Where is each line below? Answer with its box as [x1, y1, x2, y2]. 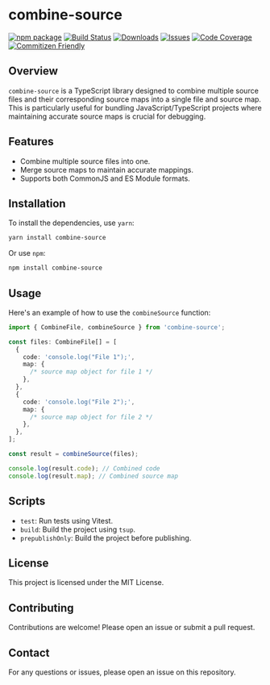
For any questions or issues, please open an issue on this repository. [8, 667, 236, 677]
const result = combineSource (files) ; [8, 450, 139, 458]
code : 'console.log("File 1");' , [23, 353, 135, 361]
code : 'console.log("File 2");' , [23, 398, 135, 406]
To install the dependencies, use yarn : [8, 218, 135, 228]
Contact [8, 645, 50, 659]
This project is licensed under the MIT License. [8, 578, 164, 587]
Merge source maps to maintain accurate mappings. [19, 165, 193, 174]
